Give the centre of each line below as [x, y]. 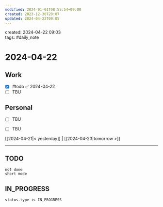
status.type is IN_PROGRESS [33, 200]
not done [14, 170]
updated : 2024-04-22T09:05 [32, 18]
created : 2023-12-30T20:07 [32, 14]
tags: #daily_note [22, 37]
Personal [19, 107]
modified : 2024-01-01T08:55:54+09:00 [43, 9]
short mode [16, 174]
